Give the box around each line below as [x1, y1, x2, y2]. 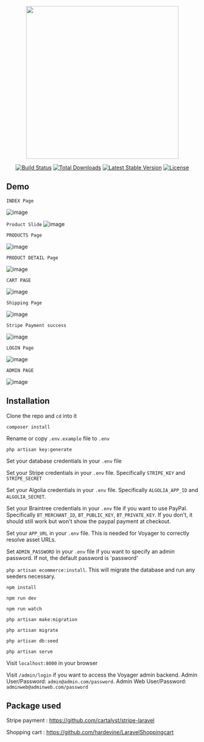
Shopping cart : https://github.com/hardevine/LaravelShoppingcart [6, 729, 174, 736]
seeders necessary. [6, 572, 56, 580]
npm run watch [6, 606, 43, 612]
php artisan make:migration [6, 616, 78, 623]
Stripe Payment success [6, 322, 67, 328]
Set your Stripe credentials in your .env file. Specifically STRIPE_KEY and [6, 469, 186, 476]
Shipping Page [6, 299, 43, 306]
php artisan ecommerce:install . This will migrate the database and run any [6, 566, 195, 573]
